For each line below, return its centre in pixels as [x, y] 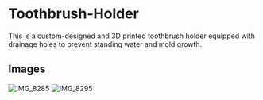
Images [27, 69]
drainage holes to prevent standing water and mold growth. [105, 44]
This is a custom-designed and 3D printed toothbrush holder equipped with [132, 36]
